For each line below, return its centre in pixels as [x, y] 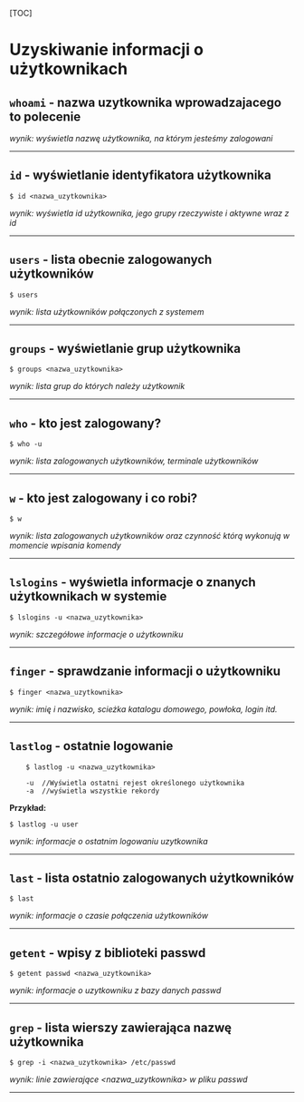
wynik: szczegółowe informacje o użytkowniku [96, 634]
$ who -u [26, 444]
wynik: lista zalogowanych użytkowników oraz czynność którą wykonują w [150, 536]
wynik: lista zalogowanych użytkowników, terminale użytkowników [134, 461]
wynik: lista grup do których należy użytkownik [97, 386]
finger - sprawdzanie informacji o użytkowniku [145, 672]
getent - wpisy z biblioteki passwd [108, 953]
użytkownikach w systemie [88, 596]
